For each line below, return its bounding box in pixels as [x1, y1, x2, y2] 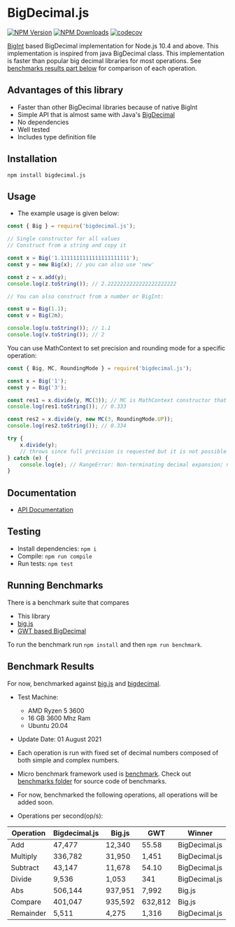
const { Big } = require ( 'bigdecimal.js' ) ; [7, 223, 136, 230]
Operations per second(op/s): [17, 811, 104, 820]
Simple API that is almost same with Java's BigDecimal [17, 110, 175, 118]
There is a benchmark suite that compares [7, 598, 129, 607]
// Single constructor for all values [7, 235, 120, 242]
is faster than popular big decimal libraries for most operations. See [7, 56, 201, 64]
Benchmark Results [7, 661, 94, 673]
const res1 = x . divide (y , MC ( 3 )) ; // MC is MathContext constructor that [7, 397, 227, 404]
